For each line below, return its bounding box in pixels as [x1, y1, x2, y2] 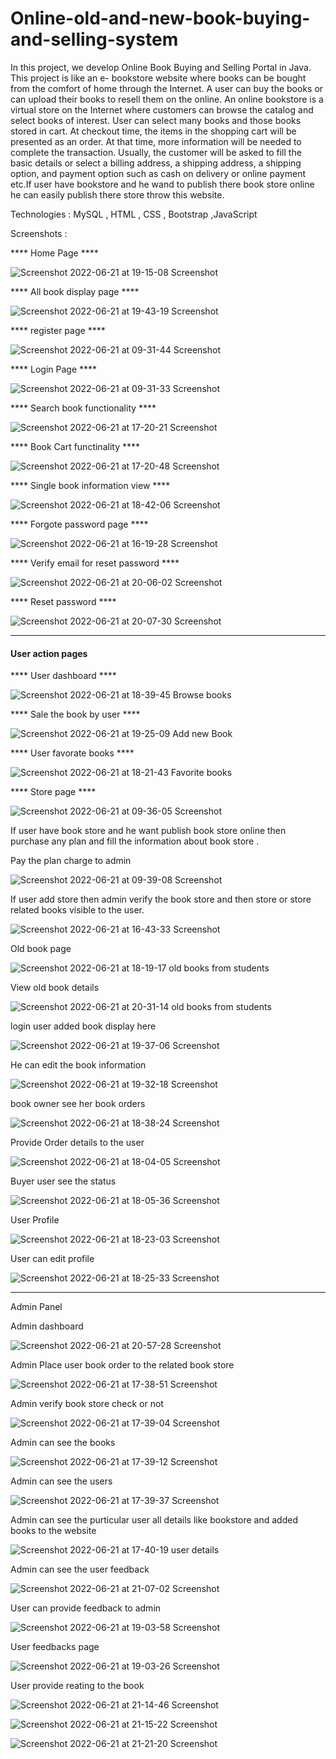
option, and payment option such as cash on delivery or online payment [10, 167, 306, 179]
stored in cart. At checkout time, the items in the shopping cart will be [10, 125, 297, 137]
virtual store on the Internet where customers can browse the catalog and [10, 103, 314, 116]
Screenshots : [10, 227, 68, 239]
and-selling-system [10, 28, 179, 51]
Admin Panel [10, 1301, 63, 1313]
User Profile [10, 1214, 60, 1226]
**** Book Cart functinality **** [10, 440, 140, 452]
